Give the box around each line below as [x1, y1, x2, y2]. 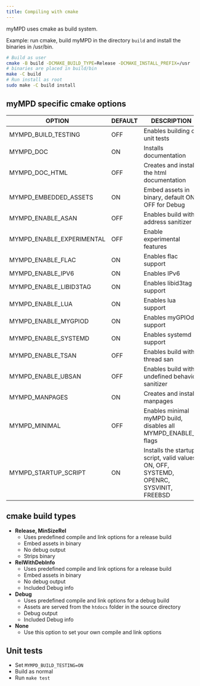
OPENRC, [143, 476, 170, 484]
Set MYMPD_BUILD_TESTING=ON [14, 662, 83, 669]
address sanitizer [143, 217, 192, 226]
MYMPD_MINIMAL [9, 422, 61, 430]
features [143, 242, 167, 251]
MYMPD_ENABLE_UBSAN [9, 372, 82, 380]
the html [143, 168, 167, 177]
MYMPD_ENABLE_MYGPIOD [9, 317, 89, 325]
